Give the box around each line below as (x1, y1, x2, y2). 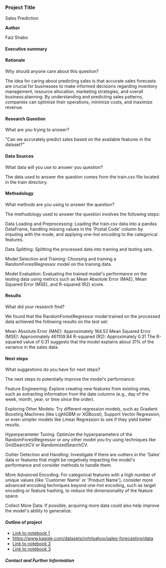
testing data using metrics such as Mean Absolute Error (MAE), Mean (5, 276, 147, 282)
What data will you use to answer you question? (5, 164, 103, 170)
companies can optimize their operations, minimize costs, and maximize (5, 99, 153, 105)
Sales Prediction (5, 15, 39, 21)
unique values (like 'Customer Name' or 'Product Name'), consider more (5, 477, 153, 483)
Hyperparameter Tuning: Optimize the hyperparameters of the (5, 431, 133, 437)
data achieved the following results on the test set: (5, 319, 108, 325)
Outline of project (5, 519, 42, 525)
